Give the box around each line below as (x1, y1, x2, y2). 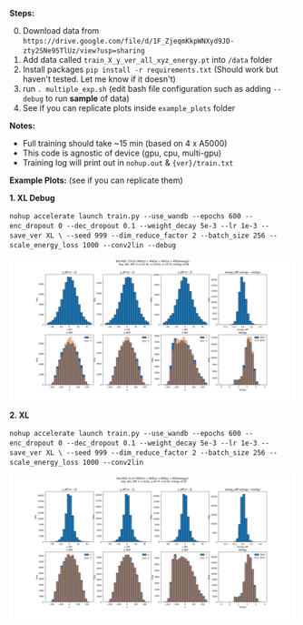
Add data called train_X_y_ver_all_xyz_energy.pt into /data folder (22, 55, 273, 65)
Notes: (9, 120, 36, 131)
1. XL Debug (9, 193, 56, 203)
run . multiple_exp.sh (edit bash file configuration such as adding (22, 84, 272, 94)
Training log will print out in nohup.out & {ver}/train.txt (22, 157, 234, 167)
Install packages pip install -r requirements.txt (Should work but (22, 64, 279, 75)
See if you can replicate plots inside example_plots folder (22, 103, 236, 113)
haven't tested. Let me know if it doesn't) (22, 74, 177, 85)
